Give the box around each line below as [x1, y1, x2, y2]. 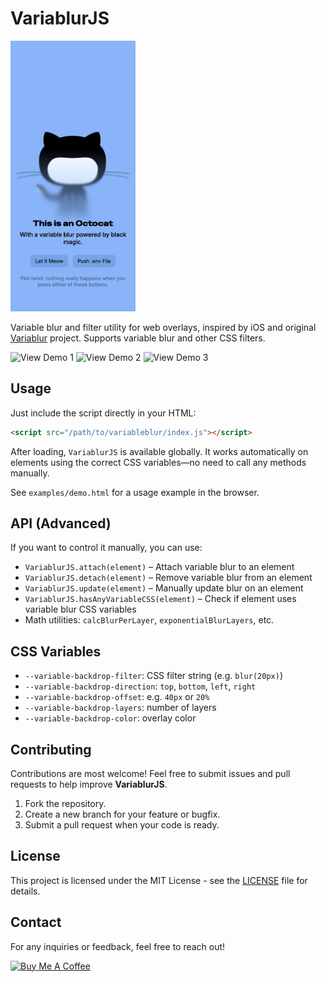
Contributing [10, 741, 92, 758]
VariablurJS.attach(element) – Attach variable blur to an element [24, 561, 295, 573]
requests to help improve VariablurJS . [10, 778, 168, 791]
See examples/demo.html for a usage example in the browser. [10, 486, 260, 498]
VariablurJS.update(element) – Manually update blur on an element [24, 582, 304, 594]
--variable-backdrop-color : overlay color [24, 712, 197, 724]
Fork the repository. [24, 798, 107, 810]
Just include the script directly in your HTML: [10, 407, 197, 419]
